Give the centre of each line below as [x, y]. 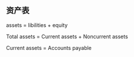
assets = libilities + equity [37, 25]
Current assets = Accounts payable [49, 48]
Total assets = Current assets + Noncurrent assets [67, 36]
